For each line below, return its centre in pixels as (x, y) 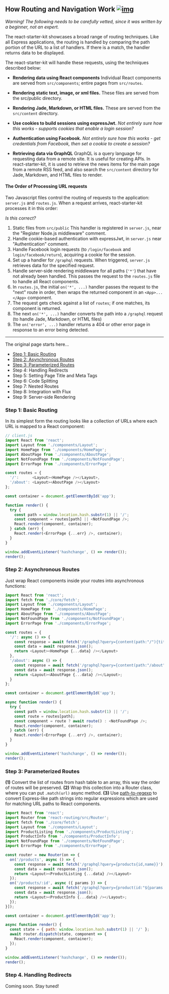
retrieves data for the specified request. (54, 266)
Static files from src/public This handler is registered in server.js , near (87, 228)
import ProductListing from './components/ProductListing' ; (70, 832)
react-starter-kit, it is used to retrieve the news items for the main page (86, 164)
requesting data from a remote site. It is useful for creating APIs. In (81, 159)
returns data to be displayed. (35, 53)
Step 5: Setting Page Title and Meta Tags (55, 376)
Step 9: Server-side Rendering (44, 397)
